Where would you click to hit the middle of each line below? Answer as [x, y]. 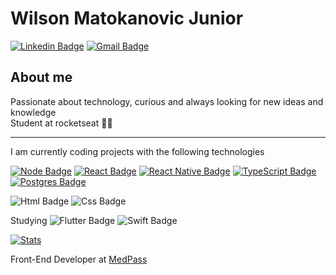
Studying [29, 220]
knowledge [33, 112]
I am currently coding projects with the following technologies [137, 151]
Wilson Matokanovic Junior [127, 18]
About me [41, 77]
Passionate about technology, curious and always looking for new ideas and [167, 101]
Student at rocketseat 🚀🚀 [61, 123]
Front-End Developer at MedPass [79, 259]
